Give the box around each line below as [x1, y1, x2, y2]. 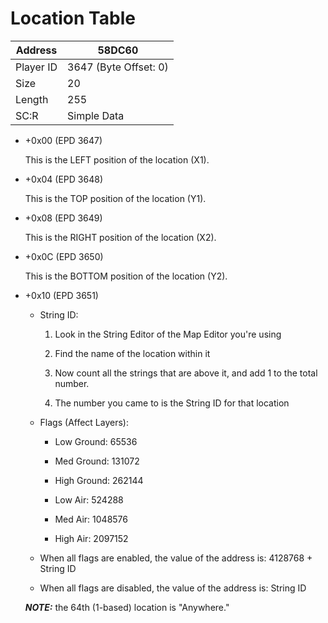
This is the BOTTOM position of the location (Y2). [24, 270, 228, 282]
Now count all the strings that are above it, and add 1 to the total [54, 367, 318, 379]
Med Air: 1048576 [54, 513, 128, 525]
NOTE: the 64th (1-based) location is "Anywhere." [24, 601, 230, 613]
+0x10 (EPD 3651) [24, 289, 99, 301]
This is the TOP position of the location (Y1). [24, 192, 207, 204]
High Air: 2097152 [54, 532, 129, 544]
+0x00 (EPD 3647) [24, 134, 103, 146]
